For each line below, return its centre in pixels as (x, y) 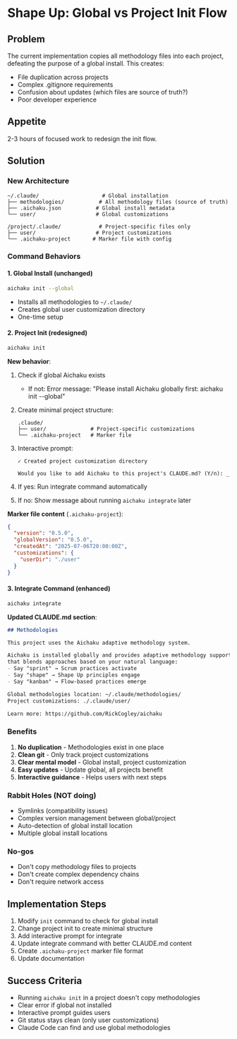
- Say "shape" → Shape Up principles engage (74, 675)
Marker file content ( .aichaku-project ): (65, 514)
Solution (26, 161)
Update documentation (51, 959)
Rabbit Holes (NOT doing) (52, 795)
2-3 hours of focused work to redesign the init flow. (82, 138)
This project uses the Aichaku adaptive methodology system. (99, 643)
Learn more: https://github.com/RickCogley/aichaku (85, 714)
